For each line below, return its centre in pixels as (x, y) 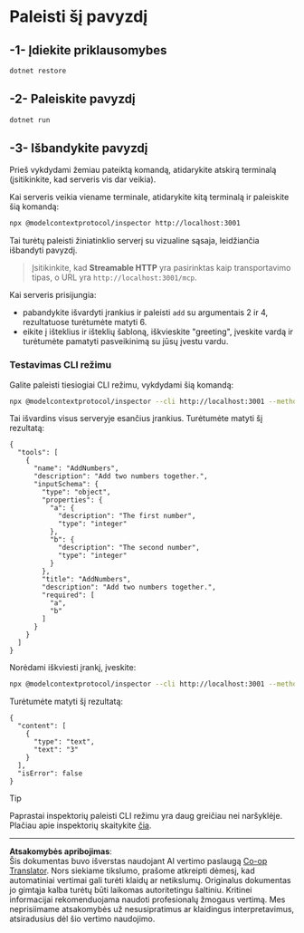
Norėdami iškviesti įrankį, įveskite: (73, 668)
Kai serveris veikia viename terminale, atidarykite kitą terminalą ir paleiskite (149, 197)
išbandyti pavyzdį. (43, 250)
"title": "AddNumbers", (86, 580)
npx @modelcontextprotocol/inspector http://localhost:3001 (125, 224)
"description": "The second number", (129, 548)
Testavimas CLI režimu (60, 365)
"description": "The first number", (127, 516)
